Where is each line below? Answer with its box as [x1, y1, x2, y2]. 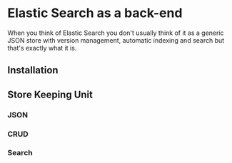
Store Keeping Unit [7, 88, 93, 100]
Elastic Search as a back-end [7, 5, 183, 21]
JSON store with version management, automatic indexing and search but [7, 36, 225, 44]
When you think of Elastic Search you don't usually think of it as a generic [7, 28, 224, 37]
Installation [7, 64, 59, 76]
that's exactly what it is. [7, 43, 77, 52]
